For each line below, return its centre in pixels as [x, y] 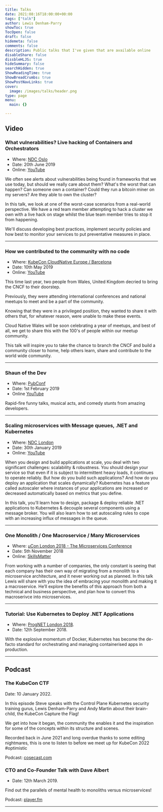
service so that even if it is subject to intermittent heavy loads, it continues [79, 472]
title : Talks [18, 9]
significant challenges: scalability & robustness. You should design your [77, 467]
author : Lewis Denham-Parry [33, 23]
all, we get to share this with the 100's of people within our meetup [72, 330]
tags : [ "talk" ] [20, 19]
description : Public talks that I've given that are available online [78, 50]
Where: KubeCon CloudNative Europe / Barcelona [62, 262]
